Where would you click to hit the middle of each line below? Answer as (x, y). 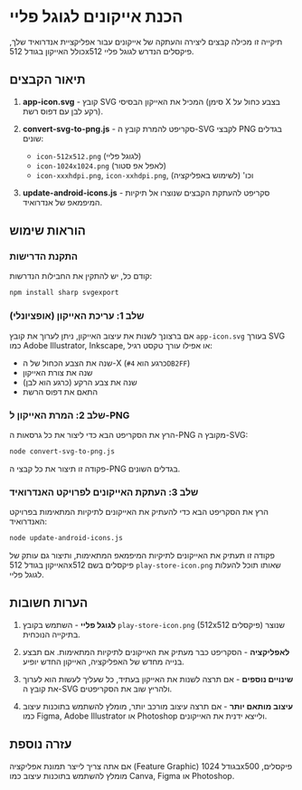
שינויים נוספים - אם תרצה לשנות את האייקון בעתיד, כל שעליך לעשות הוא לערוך (158, 679)
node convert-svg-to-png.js (62, 451)
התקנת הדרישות (44, 257)
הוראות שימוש (47, 231)
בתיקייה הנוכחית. (52, 634)
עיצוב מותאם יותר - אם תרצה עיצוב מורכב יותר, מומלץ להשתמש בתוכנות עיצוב (158, 706)
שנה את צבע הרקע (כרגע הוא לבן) (80, 382)
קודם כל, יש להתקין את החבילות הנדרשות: (81, 276)
